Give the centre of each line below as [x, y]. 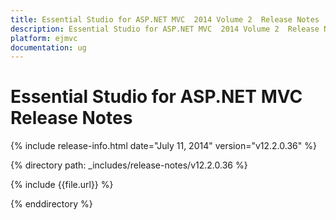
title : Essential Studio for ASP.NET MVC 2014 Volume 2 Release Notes [165, 19]
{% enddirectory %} [51, 204]
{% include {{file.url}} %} [62, 185]
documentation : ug [48, 47]
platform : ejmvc [44, 38]
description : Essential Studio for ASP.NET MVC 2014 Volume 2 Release [165, 29]
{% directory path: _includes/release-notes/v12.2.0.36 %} [129, 165]
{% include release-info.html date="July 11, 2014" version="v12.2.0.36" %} [163, 146]
